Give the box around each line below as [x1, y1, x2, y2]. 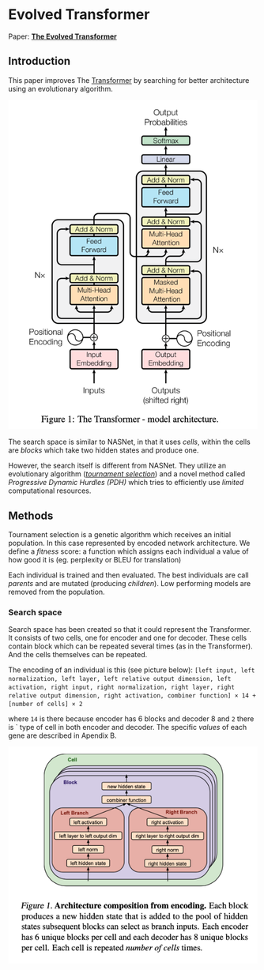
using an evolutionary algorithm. [8, 84, 113, 93]
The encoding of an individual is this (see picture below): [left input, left [8, 665, 255, 675]
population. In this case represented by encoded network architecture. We [8, 539, 251, 548]
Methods [8, 509, 54, 522]
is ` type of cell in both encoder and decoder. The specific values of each [8, 723, 247, 732]
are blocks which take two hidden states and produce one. [8, 446, 199, 455]
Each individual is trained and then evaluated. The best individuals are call [8, 570, 249, 580]
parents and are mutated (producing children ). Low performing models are [8, 579, 251, 588]
